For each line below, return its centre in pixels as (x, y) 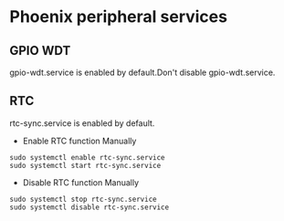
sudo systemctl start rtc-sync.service (85, 165)
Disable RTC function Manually (81, 182)
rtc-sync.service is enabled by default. (82, 123)
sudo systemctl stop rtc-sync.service (83, 199)
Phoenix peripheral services (119, 17)
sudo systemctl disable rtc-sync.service (89, 207)
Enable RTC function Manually (79, 141)
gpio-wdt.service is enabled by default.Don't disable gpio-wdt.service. (142, 72)
